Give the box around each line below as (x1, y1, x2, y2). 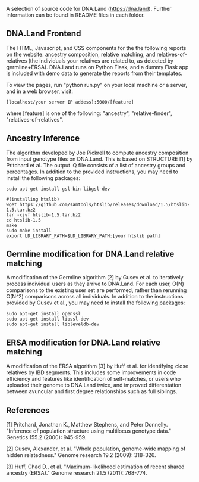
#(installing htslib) (6, 196, 60, 202)
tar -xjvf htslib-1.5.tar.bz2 (6, 212, 81, 218)
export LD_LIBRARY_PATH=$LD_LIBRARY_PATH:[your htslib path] (6, 232, 161, 239)
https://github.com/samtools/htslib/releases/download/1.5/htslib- (19, 201, 190, 207)
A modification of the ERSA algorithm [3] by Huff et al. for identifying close (6, 363, 189, 370)
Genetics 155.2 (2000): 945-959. (6, 434, 87, 441)
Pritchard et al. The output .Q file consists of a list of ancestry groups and (6, 161, 186, 169)
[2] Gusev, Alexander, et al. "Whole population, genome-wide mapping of (6, 445, 186, 452)
